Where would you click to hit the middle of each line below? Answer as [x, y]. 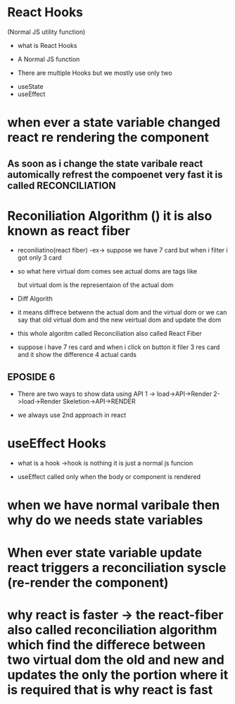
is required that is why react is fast [110, 690]
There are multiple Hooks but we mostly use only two [95, 73]
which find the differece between [107, 644]
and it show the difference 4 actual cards [77, 355]
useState [30, 86]
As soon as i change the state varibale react [105, 163]
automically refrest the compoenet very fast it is [115, 175]
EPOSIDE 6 [31, 377]
